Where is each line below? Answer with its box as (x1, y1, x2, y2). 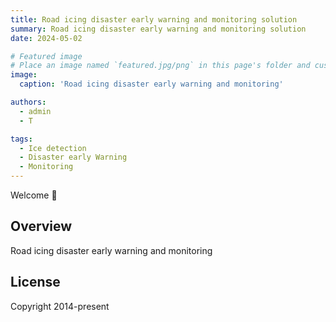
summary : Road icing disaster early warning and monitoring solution (10, 24, 307, 34)
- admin (19, 106, 52, 116)
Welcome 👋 (10, 189, 58, 201)
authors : (10, 97, 47, 107)
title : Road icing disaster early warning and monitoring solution (10, 14, 298, 25)
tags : (10, 134, 33, 144)
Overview (10, 218, 73, 235)
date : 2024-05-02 (10, 33, 83, 43)
